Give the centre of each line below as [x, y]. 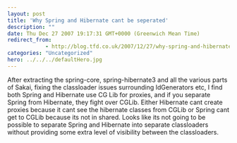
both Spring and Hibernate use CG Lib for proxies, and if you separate [109, 94]
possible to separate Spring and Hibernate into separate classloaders [108, 125]
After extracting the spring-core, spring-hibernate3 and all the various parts [117, 80]
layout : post [26, 14]
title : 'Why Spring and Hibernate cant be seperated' [88, 20]
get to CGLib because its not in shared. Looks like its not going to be [107, 117]
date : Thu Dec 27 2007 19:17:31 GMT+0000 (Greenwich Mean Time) [104, 33]
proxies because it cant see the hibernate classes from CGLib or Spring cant [119, 109]
